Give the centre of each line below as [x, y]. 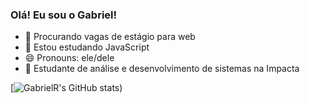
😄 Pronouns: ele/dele [69, 58]
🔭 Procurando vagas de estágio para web [110, 37]
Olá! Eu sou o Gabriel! [64, 15]
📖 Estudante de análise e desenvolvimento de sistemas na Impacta [162, 69]
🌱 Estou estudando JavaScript [87, 47]
